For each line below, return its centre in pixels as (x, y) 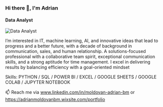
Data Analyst (19, 20)
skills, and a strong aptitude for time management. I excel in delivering (78, 62)
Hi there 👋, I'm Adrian (32, 8)
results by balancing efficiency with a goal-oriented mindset (67, 67)
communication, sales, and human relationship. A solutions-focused (75, 51)
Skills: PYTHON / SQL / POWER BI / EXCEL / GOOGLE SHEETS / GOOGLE (81, 77)
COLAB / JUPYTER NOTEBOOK (38, 82)
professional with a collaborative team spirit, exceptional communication (80, 56)
